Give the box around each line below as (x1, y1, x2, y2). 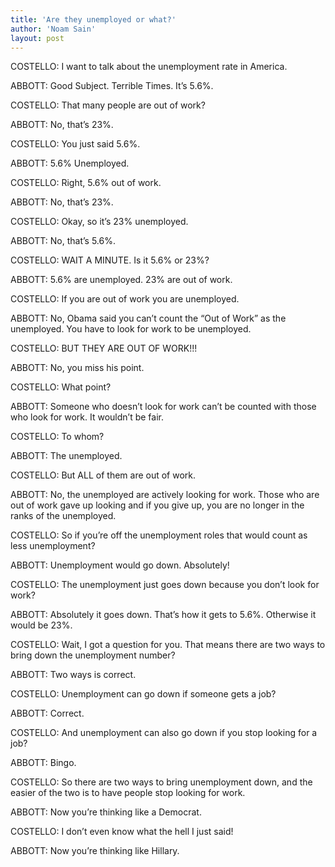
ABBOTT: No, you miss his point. (10, 362, 145, 374)
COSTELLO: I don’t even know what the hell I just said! (10, 826, 234, 838)
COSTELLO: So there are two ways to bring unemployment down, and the (10, 776, 313, 788)
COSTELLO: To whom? (10, 431, 105, 443)
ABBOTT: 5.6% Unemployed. (10, 157, 130, 170)
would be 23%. (10, 619, 73, 631)
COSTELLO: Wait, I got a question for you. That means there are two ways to (10, 639, 326, 651)
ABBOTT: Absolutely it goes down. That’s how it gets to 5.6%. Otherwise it (10, 609, 317, 621)
